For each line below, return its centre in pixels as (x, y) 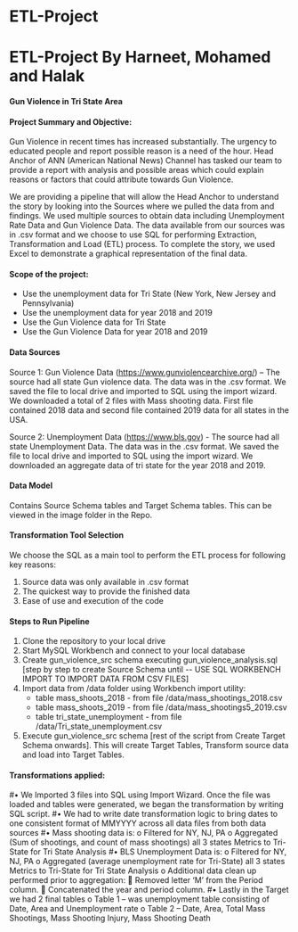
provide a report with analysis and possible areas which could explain (137, 170)
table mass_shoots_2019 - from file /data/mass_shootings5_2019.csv (161, 707)
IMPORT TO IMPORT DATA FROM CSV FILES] (105, 679)
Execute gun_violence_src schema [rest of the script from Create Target (154, 736)
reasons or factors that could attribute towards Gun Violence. (121, 179)
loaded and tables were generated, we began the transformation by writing (147, 804)
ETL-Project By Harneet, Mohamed (140, 58)
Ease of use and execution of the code (93, 600)
